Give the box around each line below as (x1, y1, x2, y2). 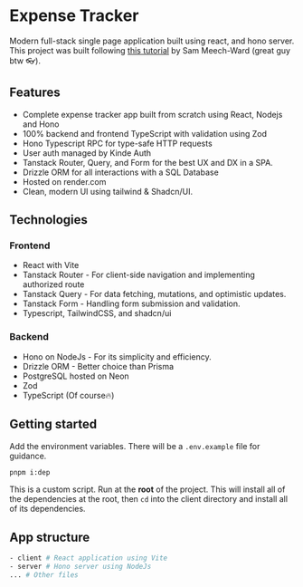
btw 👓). (9, 55, 41, 66)
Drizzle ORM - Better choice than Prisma (22, 361, 175, 371)
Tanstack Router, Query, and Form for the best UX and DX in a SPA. (22, 157, 273, 168)
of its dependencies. (9, 504, 86, 515)
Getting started (9, 417, 98, 432)
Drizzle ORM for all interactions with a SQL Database (22, 167, 219, 178)
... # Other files (9, 570, 79, 580)
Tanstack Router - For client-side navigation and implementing (22, 269, 256, 281)
